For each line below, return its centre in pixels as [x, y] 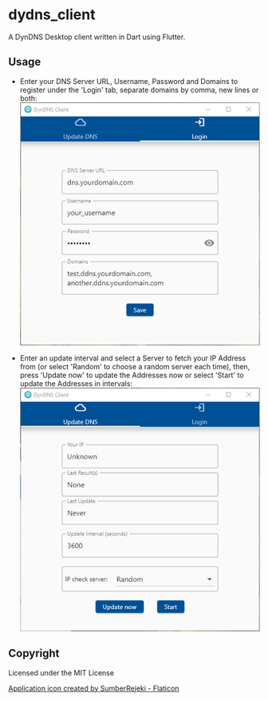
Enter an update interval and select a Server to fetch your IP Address [132, 358]
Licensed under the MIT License [61, 672]
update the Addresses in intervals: [76, 384]
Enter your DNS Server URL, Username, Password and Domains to [129, 81]
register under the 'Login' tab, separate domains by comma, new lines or [139, 90]
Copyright [34, 653]
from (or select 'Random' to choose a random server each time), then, [135, 367]
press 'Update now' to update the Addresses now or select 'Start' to [132, 375]
